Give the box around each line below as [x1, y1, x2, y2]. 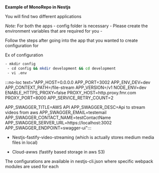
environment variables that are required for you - [5, 28, 103, 34]
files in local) [12, 139, 38, 145]
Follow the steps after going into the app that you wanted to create [5, 37, 138, 43]
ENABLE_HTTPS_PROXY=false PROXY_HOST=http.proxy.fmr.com [5, 89, 137, 95]
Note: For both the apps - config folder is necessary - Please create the [5, 23, 148, 29]
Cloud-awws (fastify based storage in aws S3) [12, 149, 105, 155]
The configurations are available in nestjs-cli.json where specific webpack [5, 158, 154, 164]
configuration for [5, 43, 39, 48]
